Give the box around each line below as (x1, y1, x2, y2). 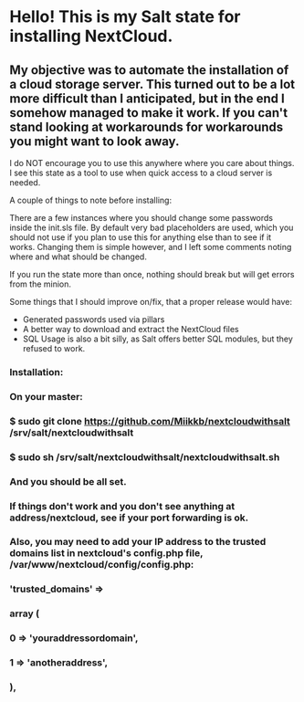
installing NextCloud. (9, 26, 173, 47)
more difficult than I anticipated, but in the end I (9, 90, 285, 106)
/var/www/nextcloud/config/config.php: (9, 559, 194, 571)
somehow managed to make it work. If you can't (9, 105, 288, 120)
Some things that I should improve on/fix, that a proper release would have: (9, 297, 293, 307)
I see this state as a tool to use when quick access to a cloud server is (9, 167, 273, 178)
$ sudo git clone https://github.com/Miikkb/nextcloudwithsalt (9, 414, 290, 427)
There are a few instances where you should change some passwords (9, 213, 274, 223)
